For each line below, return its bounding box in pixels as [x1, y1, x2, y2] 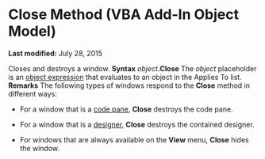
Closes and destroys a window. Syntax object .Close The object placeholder [8, 63, 257, 73]
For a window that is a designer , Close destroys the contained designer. [19, 119, 255, 129]
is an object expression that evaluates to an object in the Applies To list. [8, 72, 242, 81]
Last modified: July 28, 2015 [8, 48, 103, 58]
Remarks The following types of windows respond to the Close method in [8, 81, 250, 90]
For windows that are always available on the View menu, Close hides [19, 134, 249, 144]
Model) [8, 22, 57, 40]
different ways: [8, 89, 57, 98]
